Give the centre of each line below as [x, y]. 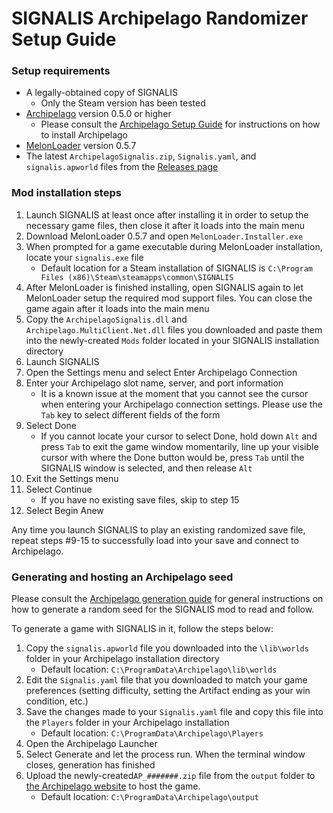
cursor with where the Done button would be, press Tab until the [172, 457]
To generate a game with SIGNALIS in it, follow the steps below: [142, 629]
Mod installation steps [66, 193]
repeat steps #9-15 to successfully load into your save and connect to [155, 540]
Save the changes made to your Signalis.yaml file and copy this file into [174, 712]
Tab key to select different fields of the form [130, 414]
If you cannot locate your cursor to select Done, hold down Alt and [179, 436]
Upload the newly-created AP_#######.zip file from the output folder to [170, 776]
